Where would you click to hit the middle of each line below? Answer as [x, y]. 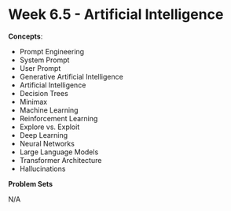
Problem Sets [31, 183]
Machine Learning [49, 110]
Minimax [33, 102]
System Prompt [44, 60]
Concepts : [26, 36]
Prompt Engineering [52, 51]
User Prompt [40, 68]
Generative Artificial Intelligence [71, 76]
